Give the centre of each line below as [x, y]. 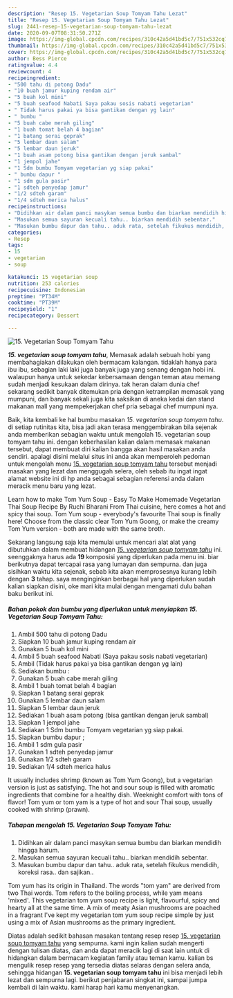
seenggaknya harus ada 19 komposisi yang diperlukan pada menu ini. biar [113, 556]
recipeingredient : [34, 78]
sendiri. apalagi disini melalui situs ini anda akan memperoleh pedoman [109, 456]
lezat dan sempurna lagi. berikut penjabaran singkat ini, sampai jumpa [108, 979]
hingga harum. [38, 850]
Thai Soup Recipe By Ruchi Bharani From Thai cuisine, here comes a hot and [117, 507]
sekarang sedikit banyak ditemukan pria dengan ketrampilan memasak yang [116, 391]
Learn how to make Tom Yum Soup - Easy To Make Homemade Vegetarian [114, 499]
